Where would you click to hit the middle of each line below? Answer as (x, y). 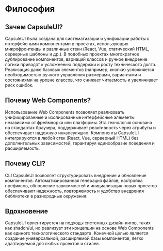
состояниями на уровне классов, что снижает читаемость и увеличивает (81, 80)
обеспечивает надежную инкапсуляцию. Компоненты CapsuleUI (72, 133)
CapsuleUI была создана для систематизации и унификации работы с (77, 38)
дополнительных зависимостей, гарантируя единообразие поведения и (80, 143)
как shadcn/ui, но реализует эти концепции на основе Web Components (80, 228)
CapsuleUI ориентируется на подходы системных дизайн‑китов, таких (78, 223)
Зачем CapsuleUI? (34, 27)
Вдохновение (27, 211)
